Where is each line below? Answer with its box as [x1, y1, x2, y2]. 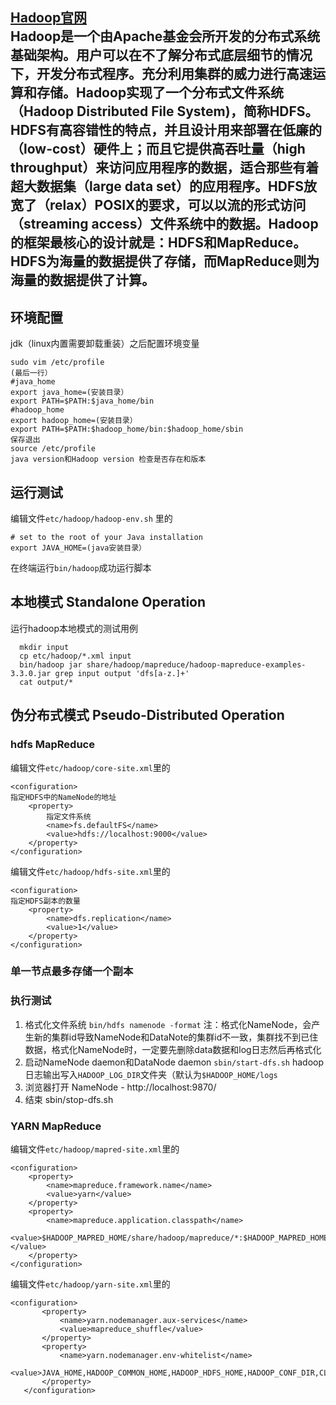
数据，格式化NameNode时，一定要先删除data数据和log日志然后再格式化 [24, 1043, 322, 1055]
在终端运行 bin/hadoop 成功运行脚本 [10, 562, 152, 574]
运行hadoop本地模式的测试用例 [10, 622, 139, 634]
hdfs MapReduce [10, 738, 95, 752]
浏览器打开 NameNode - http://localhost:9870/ [24, 1081, 217, 1093]
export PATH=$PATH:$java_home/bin [10, 396, 155, 407]
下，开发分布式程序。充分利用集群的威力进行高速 [10, 66, 313, 83]
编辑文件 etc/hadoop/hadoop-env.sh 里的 [10, 513, 173, 525]
